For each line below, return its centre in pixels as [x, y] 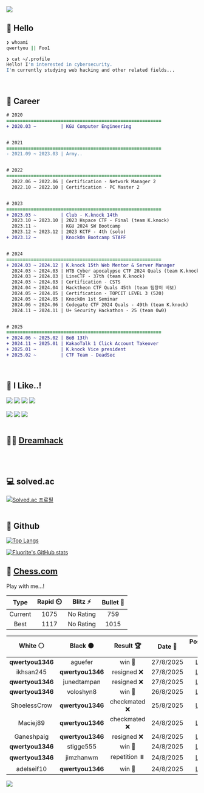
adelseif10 [32, 769]
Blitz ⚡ [82, 601]
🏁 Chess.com [32, 571]
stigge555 [82, 746]
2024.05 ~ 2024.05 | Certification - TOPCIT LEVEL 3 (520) [88, 293]
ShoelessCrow [32, 705]
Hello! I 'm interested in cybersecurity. [59, 65]
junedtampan [82, 682]
